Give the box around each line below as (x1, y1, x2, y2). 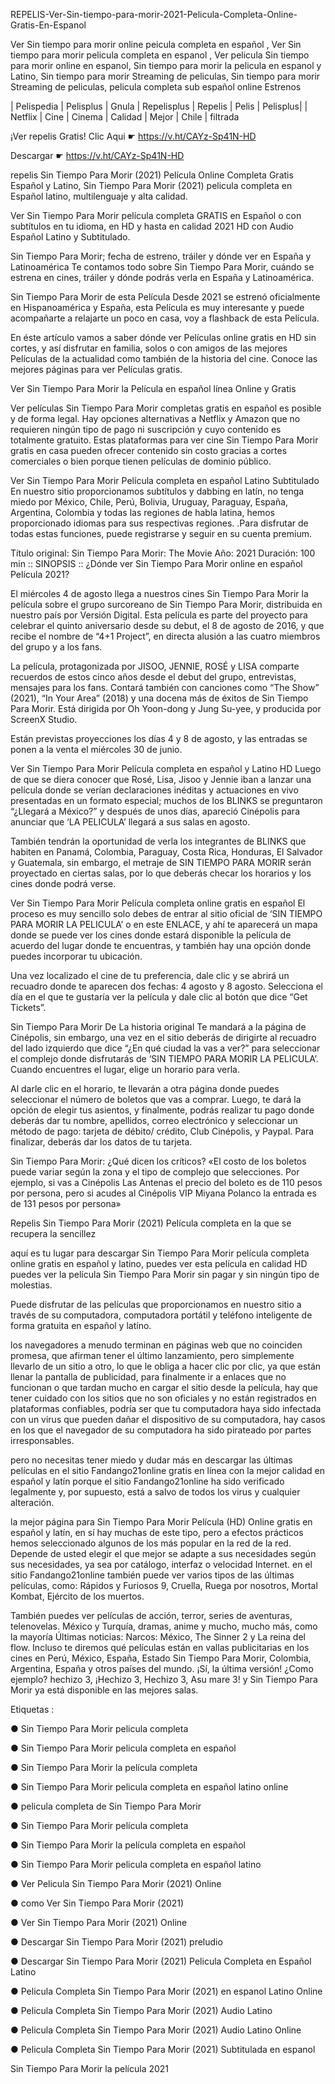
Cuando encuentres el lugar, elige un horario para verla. (10, 1064, 240, 1075)
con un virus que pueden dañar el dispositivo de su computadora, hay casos (10, 1414, 326, 1425)
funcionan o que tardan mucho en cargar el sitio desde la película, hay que (10, 1382, 318, 1393)
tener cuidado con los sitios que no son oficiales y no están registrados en (10, 1392, 317, 1404)
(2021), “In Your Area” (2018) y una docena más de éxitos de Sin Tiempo (10, 692, 309, 704)
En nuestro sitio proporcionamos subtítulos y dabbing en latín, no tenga (10, 485, 305, 497)
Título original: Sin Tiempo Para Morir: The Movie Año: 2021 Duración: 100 (10, 547, 316, 559)
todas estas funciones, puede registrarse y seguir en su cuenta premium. (10, 528, 312, 539)
